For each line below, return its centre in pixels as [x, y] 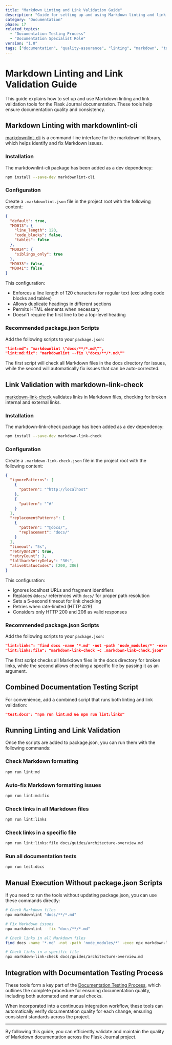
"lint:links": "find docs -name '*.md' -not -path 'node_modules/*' [80, 646]
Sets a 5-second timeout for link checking [57, 601]
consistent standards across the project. [48, 1016]
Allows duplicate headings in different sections [62, 304]
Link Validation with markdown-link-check [74, 385]
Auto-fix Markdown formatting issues [53, 785]
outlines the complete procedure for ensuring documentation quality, [78, 990]
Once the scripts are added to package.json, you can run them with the [80, 742]
